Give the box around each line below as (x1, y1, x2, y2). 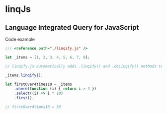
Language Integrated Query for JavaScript (5, 23, 139, 32)
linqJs (5, 3, 31, 15)
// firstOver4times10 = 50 (5, 105, 61, 110)
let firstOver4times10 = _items (5, 82, 72, 87)
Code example (5, 36, 35, 42)
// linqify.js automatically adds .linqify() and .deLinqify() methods (5, 63, 157, 69)
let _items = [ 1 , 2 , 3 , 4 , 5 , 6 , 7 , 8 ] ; (5, 55, 90, 60)
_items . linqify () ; (5, 73, 43, 78)
